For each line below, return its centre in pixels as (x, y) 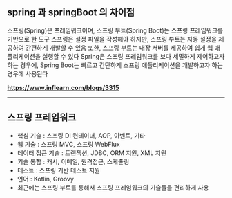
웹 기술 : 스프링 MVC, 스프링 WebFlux (68, 144)
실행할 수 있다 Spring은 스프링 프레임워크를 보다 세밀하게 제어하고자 (134, 56)
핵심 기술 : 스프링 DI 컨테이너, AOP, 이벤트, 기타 (81, 135)
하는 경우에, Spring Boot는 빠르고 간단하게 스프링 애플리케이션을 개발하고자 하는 (115, 65)
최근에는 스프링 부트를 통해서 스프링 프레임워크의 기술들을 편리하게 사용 (113, 187)
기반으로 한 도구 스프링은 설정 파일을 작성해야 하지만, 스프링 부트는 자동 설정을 (112, 39)
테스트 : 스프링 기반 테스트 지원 (58, 170)
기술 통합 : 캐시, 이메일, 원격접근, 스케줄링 (73, 161)
